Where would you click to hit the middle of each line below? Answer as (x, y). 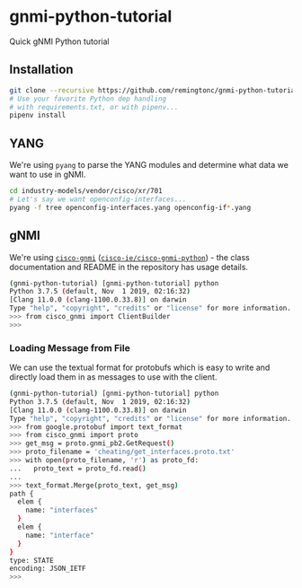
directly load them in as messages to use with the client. (113, 377)
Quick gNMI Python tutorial (59, 41)
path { (22, 494)
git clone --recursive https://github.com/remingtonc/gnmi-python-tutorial (154, 90)
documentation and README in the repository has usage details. (129, 267)
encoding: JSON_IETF (48, 569)
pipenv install (38, 115)
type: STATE (31, 560)
